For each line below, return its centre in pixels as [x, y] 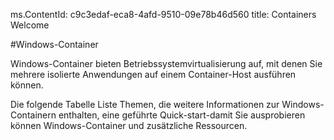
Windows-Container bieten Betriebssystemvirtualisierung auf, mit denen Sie [166, 63]
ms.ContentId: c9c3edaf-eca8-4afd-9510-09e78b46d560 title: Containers [163, 14]
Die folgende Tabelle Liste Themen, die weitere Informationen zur [145, 104]
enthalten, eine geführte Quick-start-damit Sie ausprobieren [182, 115]
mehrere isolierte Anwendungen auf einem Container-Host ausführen [153, 74]
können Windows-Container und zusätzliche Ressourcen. [129, 125]
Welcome [30, 25]
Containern [33, 115]
